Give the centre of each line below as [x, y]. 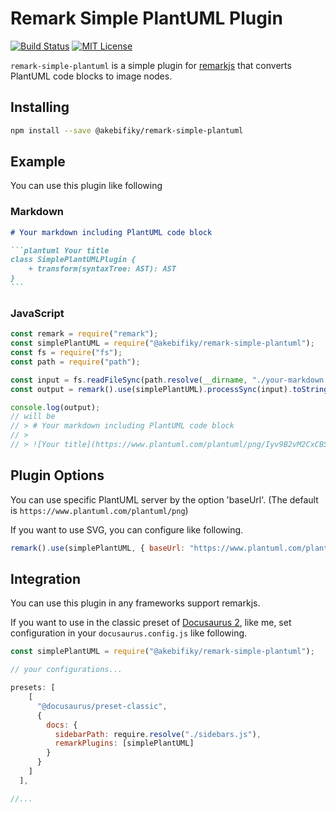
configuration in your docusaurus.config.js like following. [129, 633]
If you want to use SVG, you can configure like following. [127, 529]
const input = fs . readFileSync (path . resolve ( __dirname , [129, 380]
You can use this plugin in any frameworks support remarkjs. [135, 603]
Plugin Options [57, 475]
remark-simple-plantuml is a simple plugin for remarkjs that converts [151, 65]
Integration [46, 578]
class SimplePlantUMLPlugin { [73, 260]
